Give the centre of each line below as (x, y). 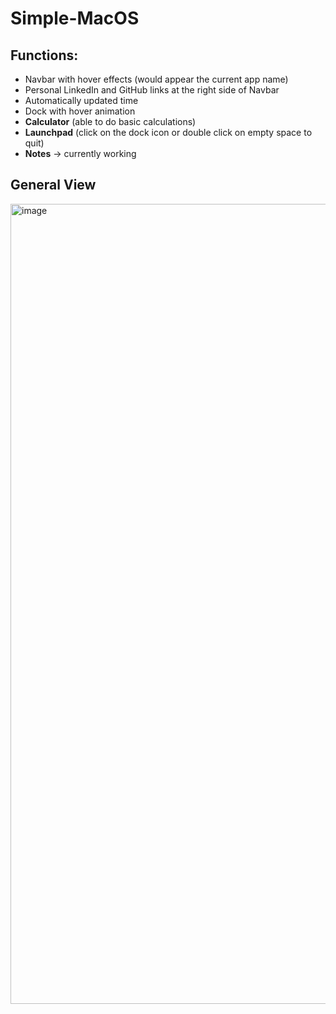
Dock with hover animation (80, 111)
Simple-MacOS (75, 18)
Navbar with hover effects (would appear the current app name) (156, 79)
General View (53, 185)
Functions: (44, 55)
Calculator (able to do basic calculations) (110, 121)
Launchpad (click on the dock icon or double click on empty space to (168, 132)
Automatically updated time (81, 100)
